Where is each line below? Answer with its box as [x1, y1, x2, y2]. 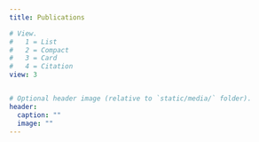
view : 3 [9, 70, 38, 80]
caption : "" [17, 110, 62, 120]
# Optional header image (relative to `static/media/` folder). [9, 94, 252, 103]
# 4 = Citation [9, 62, 74, 71]
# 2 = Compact [9, 45, 69, 54]
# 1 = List [9, 37, 58, 46]
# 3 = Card [9, 54, 58, 63]
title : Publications [9, 12, 86, 22]
